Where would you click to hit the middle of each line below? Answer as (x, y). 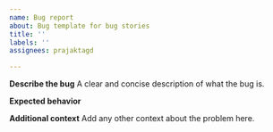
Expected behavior (45, 101)
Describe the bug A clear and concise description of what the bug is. (137, 84)
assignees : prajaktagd (51, 51)
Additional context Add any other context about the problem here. (132, 119)
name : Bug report (42, 17)
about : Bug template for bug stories (80, 26)
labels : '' (30, 42)
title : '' (28, 34)
